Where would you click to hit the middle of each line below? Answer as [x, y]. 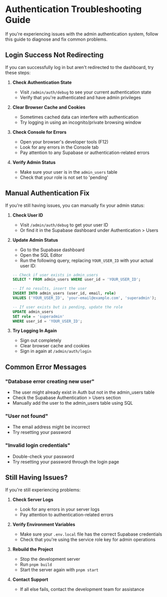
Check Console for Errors [39, 132]
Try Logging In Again [35, 331]
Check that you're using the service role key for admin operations [88, 539]
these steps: [18, 72]
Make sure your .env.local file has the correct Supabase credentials [91, 534]
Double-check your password [43, 456]
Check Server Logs [33, 499]
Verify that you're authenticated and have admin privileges [80, 97]
